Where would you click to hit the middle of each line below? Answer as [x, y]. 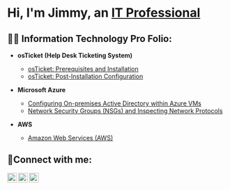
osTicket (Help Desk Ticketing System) [75, 55]
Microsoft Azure [41, 90]
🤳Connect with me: [49, 160]
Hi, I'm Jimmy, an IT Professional [104, 13]
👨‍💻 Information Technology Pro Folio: [90, 39]
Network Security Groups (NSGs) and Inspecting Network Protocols [125, 111]
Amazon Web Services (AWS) [70, 138]
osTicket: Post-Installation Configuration [85, 76]
